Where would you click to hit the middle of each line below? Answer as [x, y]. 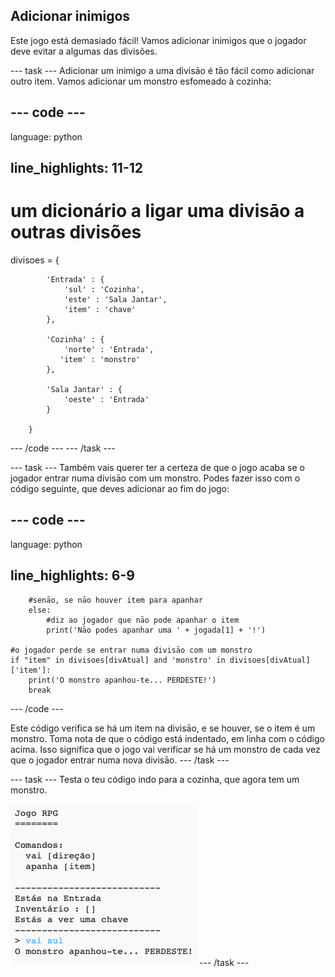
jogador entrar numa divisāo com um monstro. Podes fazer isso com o [155, 478]
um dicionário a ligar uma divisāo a [157, 211]
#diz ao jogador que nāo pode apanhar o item [143, 620]
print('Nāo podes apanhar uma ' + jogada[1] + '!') [156, 630]
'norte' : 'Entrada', [109, 349]
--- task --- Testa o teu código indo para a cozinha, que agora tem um [155, 779]
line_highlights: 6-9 [72, 575]
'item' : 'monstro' [100, 359]
